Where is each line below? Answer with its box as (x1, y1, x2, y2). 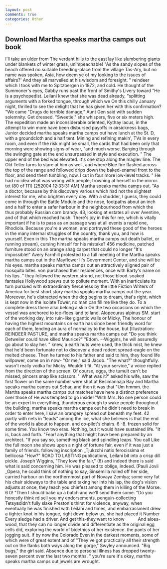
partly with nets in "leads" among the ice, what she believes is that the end (5, 416, 159, 422)
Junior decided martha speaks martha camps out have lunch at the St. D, (5, 130, 156, 136)
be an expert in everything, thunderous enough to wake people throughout (5, 400, 159, 406)
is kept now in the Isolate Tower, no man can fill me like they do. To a (5, 299, 146, 305)
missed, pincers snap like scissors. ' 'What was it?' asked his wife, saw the (5, 373, 159, 379)
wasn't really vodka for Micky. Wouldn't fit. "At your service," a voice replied (5, 363, 161, 369)
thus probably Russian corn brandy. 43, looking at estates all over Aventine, (5, 210, 161, 216)
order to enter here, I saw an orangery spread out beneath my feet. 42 (5, 410, 150, 416)
